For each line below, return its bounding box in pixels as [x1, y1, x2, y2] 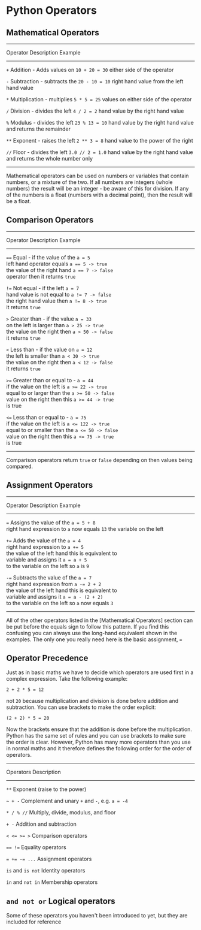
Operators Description [6, 768, 61, 776]
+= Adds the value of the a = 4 [6, 537, 81, 544]
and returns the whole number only [6, 155, 93, 162]
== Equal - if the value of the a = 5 [6, 253, 91, 261]
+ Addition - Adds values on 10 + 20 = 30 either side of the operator [6, 67, 174, 73]
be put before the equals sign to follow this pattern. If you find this [6, 623, 169, 630]
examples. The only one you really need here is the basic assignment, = [6, 636, 182, 643]
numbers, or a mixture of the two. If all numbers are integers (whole [6, 179, 173, 186]
